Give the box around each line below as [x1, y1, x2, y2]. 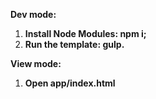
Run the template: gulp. [24, 39, 125, 50]
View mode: [10, 58, 62, 69]
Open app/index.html [24, 77, 116, 89]
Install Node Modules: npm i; [24, 28, 147, 39]
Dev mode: [10, 9, 57, 20]
